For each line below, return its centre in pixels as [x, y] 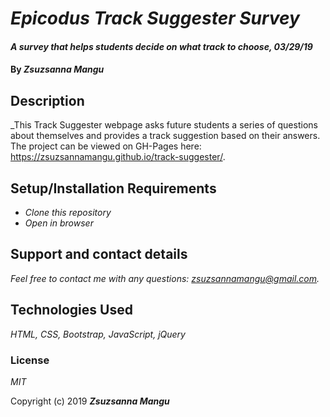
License [30, 360]
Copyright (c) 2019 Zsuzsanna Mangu [90, 401]
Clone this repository [68, 212]
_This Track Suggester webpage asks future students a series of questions [164, 125]
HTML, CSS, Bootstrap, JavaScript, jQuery [98, 334]
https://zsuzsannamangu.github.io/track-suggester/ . [118, 157]
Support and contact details [99, 254]
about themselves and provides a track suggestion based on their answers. [165, 136]
